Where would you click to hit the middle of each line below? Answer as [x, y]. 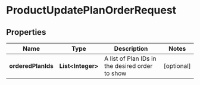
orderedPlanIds [31, 66]
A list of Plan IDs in [130, 58]
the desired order [128, 66]
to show [115, 73]
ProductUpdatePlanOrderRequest [91, 10]
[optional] [177, 66]
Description [131, 49]
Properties [26, 32]
